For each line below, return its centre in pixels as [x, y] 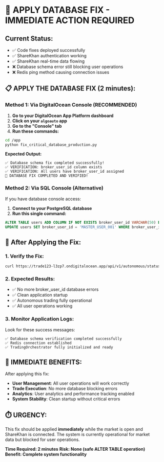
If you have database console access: [43, 199]
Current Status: [29, 38]
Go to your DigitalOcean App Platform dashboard [63, 115]
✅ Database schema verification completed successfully [63, 339]
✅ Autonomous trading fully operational [52, 300]
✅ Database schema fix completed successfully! [55, 163]
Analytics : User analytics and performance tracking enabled [73, 394]
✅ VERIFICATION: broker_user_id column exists [54, 167]
